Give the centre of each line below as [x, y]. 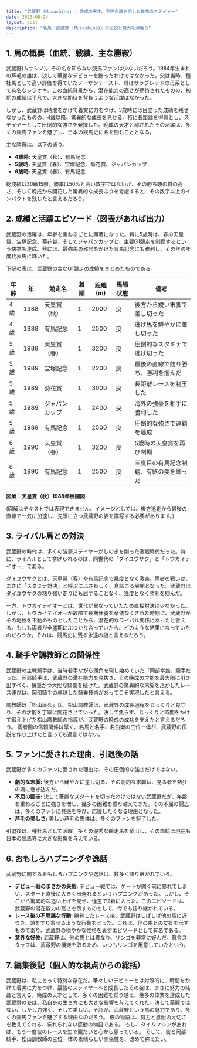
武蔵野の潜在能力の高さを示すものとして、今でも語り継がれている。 [96, 909]
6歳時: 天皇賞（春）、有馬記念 [50, 172]
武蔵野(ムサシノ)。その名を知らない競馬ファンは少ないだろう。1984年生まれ [98, 69]
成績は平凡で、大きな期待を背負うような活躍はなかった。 [86, 98]
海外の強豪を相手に [161, 403]
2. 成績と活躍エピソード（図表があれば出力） [88, 219]
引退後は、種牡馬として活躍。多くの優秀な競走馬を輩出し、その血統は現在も [98, 831]
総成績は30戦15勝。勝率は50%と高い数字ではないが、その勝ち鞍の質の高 [95, 184]
